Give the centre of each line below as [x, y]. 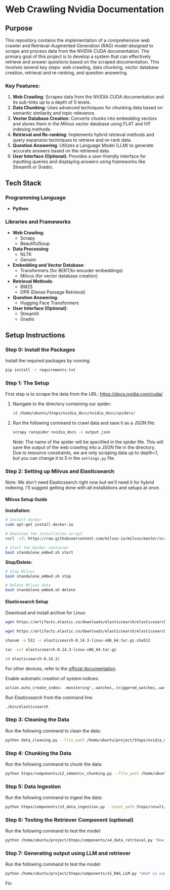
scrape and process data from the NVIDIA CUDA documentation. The [77, 51]
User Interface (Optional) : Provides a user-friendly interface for [79, 156]
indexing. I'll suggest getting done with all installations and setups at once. [83, 488]
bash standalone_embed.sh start [39, 552]
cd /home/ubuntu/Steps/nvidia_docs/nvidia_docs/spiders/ [74, 413]
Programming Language [35, 198]
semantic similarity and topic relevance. [54, 113]
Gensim [28, 260]
